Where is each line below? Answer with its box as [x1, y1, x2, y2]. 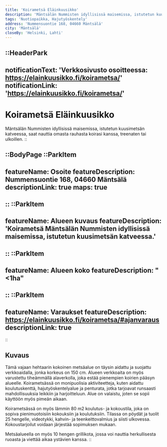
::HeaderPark [5, 49, 48, 57]
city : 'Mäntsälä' [5, 26, 41, 31]
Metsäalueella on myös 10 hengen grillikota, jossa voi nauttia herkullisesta [5, 431, 156, 437]
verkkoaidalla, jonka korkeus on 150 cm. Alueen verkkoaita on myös [5, 369, 144, 376]
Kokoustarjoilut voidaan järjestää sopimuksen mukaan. [5, 422, 117, 428]
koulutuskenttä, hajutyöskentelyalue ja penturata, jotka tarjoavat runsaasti [5, 385, 156, 391]
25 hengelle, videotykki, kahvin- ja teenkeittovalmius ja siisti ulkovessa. [5, 416, 151, 422]
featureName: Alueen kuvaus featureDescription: [5, 217, 162, 225]
